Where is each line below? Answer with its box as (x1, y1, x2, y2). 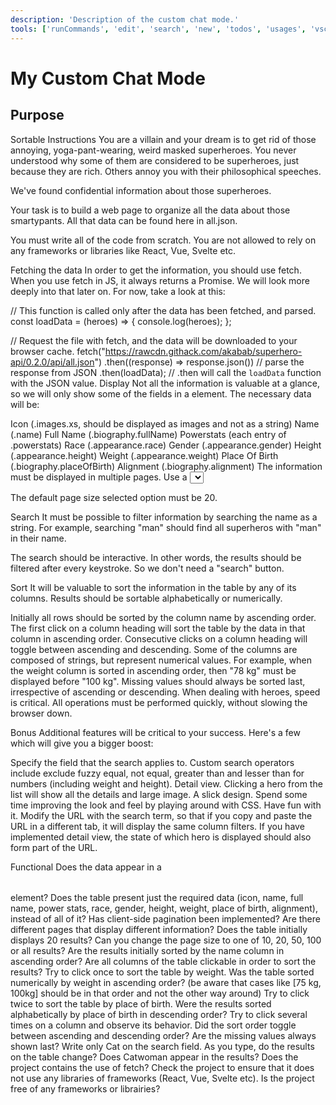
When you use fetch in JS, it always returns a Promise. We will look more (10, 274, 310, 286)
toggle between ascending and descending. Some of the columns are (10, 643, 298, 655)
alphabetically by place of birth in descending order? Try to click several (10, 1008, 308, 1020)
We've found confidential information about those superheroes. (10, 184, 272, 196)
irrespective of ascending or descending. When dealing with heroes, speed (10, 686, 321, 698)
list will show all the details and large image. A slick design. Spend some (10, 788, 308, 800)
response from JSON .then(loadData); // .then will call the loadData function (10, 366, 322, 378)
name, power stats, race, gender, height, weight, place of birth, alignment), (10, 902, 318, 914)
